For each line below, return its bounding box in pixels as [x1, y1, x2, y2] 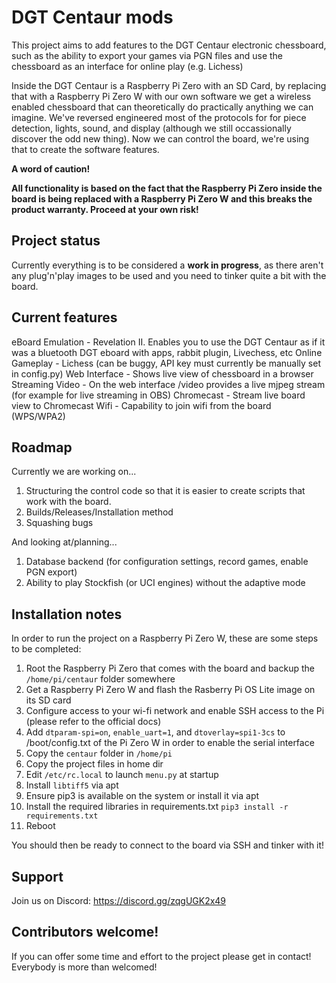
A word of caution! [11, 162, 91, 175]
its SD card [25, 694, 72, 706]
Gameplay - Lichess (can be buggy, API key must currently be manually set [11, 357, 321, 369]
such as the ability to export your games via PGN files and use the [11, 49, 284, 61]
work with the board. [25, 496, 112, 508]
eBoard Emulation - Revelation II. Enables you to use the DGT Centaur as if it [11, 336, 326, 348]
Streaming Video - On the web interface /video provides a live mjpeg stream [11, 378, 326, 390]
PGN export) [25, 566, 78, 578]
